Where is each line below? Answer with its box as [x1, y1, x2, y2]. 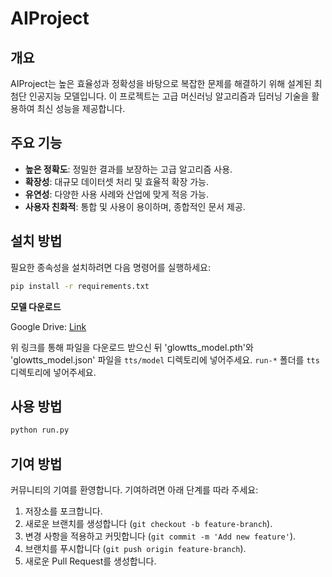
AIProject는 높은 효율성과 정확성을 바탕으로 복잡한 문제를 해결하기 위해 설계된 [10, 78, 312, 89]
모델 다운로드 [10, 300, 62, 312]
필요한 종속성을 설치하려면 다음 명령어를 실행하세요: [10, 261, 211, 273]
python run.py [10, 425, 70, 436]
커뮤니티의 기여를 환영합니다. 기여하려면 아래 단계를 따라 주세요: [10, 484, 259, 496]
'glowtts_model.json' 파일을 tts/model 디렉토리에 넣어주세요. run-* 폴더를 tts [10, 353, 320, 366]
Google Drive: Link [10, 320, 87, 332]
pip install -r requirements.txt [10, 281, 150, 291]
